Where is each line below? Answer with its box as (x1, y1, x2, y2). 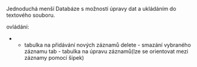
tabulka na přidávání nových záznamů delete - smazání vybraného (24, 42, 192, 48)
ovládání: (6, 24, 29, 30)
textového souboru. (6, 11, 55, 19)
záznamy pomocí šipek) (24, 54, 85, 61)
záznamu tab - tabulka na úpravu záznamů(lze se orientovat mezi (24, 48, 188, 55)
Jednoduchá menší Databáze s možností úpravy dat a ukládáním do (6, 5, 176, 12)
